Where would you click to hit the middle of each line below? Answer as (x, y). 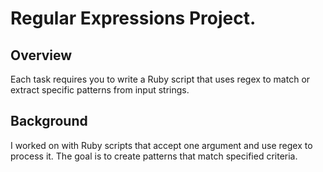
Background (49, 121)
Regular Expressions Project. (133, 18)
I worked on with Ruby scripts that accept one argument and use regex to (161, 145)
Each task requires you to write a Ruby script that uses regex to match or (160, 79)
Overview (41, 55)
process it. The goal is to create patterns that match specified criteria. (154, 156)
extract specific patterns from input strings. (100, 90)
